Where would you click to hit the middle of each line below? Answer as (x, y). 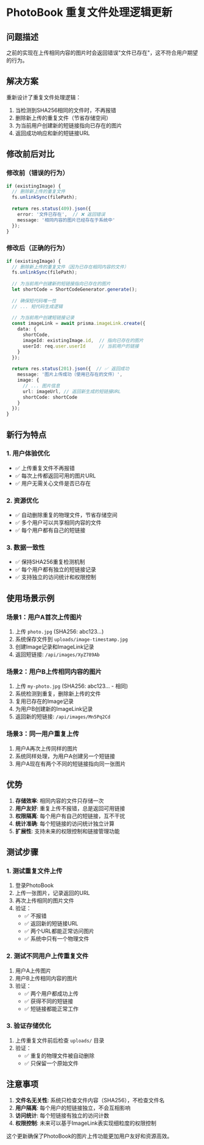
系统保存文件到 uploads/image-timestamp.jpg (72, 639)
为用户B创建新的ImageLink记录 (54, 709)
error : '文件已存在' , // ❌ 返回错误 (61, 214)
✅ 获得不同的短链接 (49, 1001)
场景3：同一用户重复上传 (43, 734)
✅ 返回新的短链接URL (51, 924)
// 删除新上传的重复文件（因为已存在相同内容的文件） (70, 267)
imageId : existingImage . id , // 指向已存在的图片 (83, 340)
